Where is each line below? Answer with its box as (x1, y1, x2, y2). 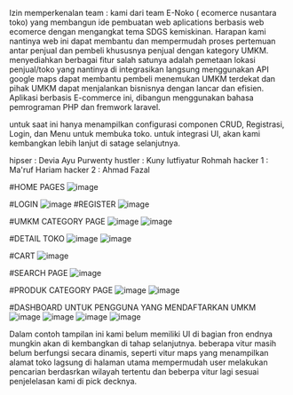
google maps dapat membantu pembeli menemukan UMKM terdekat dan (9, 74, 276, 83)
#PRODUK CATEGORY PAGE (9, 285, 114, 296)
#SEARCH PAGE (9, 268, 68, 278)
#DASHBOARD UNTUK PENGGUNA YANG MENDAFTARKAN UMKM (9, 302, 257, 312)
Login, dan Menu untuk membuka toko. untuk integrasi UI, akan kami (9, 129, 260, 138)
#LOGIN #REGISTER (9, 199, 116, 209)
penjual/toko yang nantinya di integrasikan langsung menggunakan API (9, 64, 269, 75)
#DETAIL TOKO (9, 233, 65, 243)
